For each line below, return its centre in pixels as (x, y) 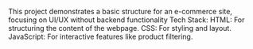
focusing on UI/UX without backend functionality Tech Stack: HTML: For (127, 20)
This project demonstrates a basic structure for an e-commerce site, (121, 11)
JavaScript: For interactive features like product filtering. (101, 36)
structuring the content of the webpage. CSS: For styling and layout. (120, 28)
